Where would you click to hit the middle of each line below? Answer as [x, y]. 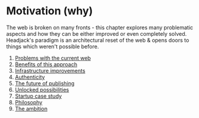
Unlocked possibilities [42, 89]
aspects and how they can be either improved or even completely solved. [97, 33]
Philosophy [29, 102]
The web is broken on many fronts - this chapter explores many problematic [100, 27]
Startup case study [38, 96]
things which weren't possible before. [53, 46]
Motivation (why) [50, 11]
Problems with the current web [53, 58]
